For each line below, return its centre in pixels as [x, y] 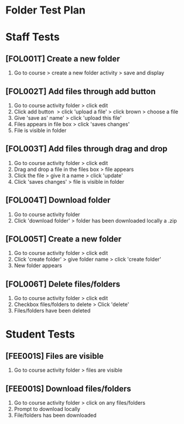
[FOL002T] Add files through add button [81, 91]
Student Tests [40, 334]
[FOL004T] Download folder [58, 200]
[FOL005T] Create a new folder [64, 239]
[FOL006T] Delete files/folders [63, 284]
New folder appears [38, 265]
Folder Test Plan [45, 10]
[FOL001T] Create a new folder [63, 58]
